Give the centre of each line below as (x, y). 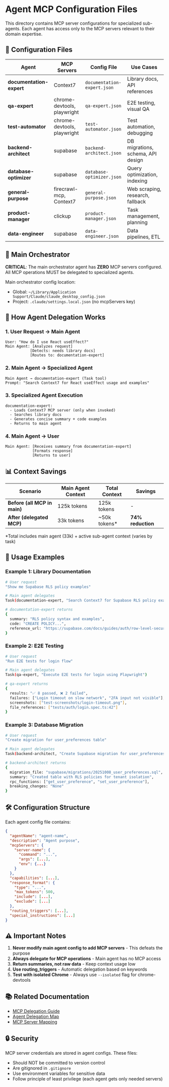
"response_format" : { (32, 882)
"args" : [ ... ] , (34, 859)
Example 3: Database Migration (45, 725)
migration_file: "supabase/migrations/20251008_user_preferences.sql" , (87, 772)
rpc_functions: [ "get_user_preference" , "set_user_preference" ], (80, 782)
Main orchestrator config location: (40, 282)
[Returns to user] (51, 455)
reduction (142, 523)
